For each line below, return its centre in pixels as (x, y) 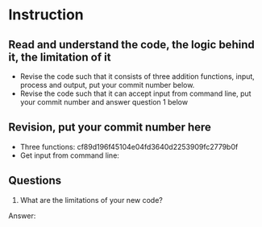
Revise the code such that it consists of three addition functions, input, (137, 76)
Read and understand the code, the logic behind (132, 45)
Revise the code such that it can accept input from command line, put (135, 93)
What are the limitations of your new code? (91, 200)
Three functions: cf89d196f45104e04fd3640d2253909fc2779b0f (129, 147)
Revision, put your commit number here (110, 128)
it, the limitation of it (60, 57)
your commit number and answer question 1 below (104, 102)
